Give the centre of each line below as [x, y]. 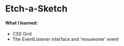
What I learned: [22, 22]
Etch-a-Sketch [36, 9]
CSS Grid [22, 34]
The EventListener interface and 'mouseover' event [66, 39]
